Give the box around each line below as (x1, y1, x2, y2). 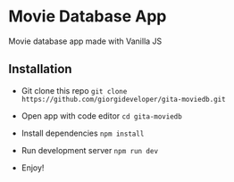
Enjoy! (21, 162, 45, 173)
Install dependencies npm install (21, 128, 145, 138)
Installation (8, 62, 72, 77)
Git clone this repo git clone (21, 85, 128, 95)
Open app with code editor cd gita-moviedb (21, 110, 182, 121)
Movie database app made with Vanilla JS (8, 36, 163, 46)
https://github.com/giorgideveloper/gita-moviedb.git (21, 95, 226, 103)
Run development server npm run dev (21, 145, 158, 155)
